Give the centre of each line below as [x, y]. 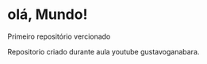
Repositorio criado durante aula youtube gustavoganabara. [103, 51]
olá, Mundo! [48, 15]
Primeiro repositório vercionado [59, 36]
